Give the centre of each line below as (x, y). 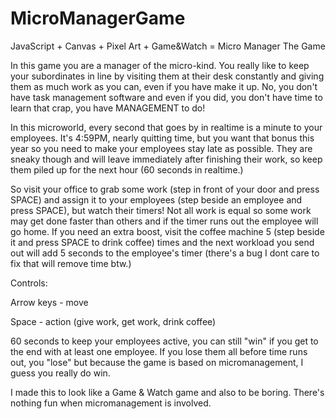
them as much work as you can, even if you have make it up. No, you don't (164, 86)
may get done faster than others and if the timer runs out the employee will (164, 221)
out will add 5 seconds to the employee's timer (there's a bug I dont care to (165, 253)
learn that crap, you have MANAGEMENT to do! (108, 108)
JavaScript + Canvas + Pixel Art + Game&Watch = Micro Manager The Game (168, 46)
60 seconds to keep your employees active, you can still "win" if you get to (164, 341)
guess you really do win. (60, 373)
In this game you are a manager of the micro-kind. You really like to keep (160, 65)
